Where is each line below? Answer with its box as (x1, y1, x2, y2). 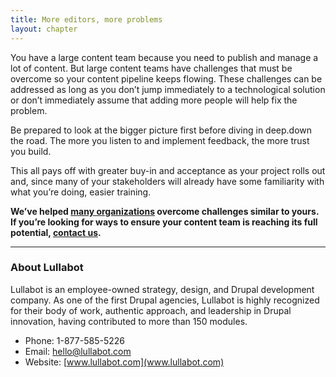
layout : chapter (10, 24, 78, 34)
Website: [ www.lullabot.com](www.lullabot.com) (24, 356, 225, 368)
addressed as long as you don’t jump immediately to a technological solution (10, 83, 326, 95)
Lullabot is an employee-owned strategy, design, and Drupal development (10, 283, 315, 295)
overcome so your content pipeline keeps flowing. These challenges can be (10, 72, 323, 85)
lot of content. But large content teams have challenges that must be (10, 62, 293, 74)
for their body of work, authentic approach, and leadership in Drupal (10, 304, 292, 316)
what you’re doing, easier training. (10, 186, 152, 198)
